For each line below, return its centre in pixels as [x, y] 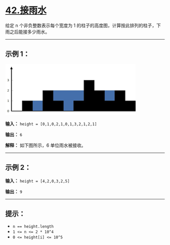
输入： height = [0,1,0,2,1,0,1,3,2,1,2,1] [51, 124]
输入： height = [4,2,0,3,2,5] [37, 181]
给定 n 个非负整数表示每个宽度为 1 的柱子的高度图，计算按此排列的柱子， [81, 25]
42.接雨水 [26, 10]
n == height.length [33, 227]
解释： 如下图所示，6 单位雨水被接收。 [46, 145]
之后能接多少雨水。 [29, 31]
